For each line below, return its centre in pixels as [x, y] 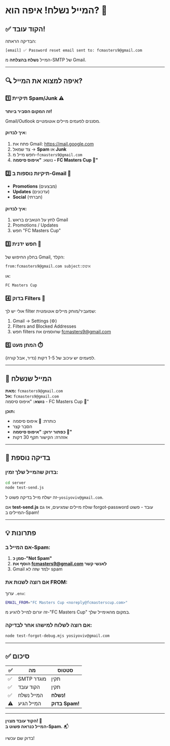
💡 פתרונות [21, 533]
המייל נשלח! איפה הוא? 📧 [56, 10]
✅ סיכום [17, 656]
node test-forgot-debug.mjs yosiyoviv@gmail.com [57, 636]
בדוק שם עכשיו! [20, 738]
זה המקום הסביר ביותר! [29, 111]
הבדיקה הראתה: [21, 41]
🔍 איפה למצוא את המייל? [44, 81]
